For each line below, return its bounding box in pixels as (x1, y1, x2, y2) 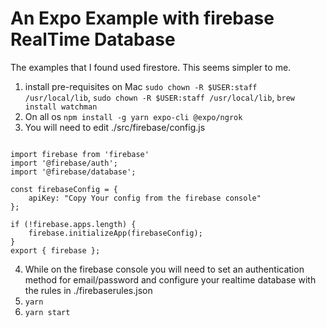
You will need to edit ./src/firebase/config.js (24, 121, 206, 133)
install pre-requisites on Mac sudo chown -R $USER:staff (24, 80, 258, 92)
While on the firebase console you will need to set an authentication (24, 263, 305, 275)
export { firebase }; (10, 245, 101, 256)
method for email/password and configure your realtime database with (24, 273, 317, 286)
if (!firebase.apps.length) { (10, 219, 137, 229)
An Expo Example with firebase (10, 7, 275, 30)
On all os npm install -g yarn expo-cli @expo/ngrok (24, 110, 243, 122)
